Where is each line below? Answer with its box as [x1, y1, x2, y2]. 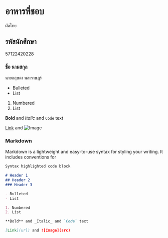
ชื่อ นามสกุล [5, 63, 28, 70]
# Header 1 [5, 173, 28, 178]
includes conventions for [5, 154, 57, 160]
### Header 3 [5, 182, 33, 187]
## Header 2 [5, 178, 30, 183]
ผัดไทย [5, 22, 17, 28]
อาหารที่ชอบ [5, 6, 44, 17]
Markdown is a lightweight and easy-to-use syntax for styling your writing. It [5, 149, 163, 155]
